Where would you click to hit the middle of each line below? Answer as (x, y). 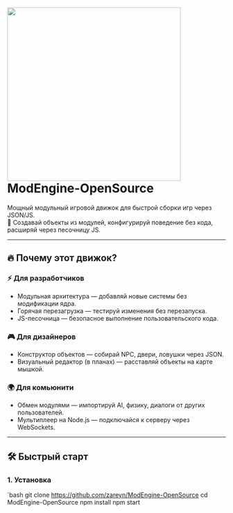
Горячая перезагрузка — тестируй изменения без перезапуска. (112, 311)
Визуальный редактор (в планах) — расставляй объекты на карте (115, 362)
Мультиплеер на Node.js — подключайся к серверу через (103, 420)
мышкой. (31, 369)
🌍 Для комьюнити (41, 387)
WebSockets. (36, 428)
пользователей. (41, 412)
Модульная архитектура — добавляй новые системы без (102, 296)
